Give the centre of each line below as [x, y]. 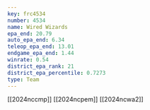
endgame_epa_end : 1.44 [41, 54]
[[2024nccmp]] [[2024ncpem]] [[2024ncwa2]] [75, 99]
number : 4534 [27, 20]
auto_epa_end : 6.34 [36, 40]
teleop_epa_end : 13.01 [41, 47]
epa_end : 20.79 [30, 33]
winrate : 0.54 [28, 60]
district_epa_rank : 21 [41, 66]
